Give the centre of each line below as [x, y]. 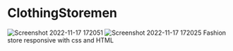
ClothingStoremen [62, 13]
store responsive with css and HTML [61, 40]
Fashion [215, 33]
